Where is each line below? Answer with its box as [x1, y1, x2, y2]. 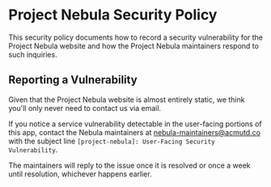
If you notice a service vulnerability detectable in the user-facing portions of [8, 119, 262, 129]
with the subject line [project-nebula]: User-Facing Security [8, 136, 216, 146]
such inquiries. [8, 49, 58, 59]
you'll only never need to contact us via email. [8, 103, 162, 113]
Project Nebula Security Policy [8, 6, 218, 24]
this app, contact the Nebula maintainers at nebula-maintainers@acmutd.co [8, 127, 261, 137]
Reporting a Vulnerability [8, 73, 138, 87]
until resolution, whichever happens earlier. [8, 168, 152, 179]
